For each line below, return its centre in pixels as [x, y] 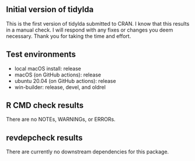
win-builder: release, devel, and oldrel [60, 87]
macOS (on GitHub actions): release [58, 75]
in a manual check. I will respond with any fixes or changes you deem [90, 30]
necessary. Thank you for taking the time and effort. [69, 36]
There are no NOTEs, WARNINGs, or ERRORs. [61, 120]
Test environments [41, 55]
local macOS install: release [48, 68]
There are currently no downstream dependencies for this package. [88, 152]
